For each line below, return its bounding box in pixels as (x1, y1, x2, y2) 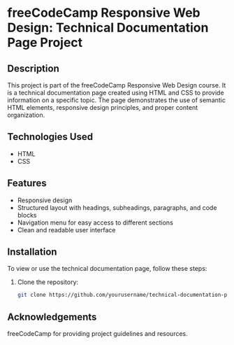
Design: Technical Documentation (7, 20, 209, 36)
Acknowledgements (7, 311, 97, 323)
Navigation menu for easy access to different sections (17, 218, 173, 227)
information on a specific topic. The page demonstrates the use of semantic (7, 96, 226, 104)
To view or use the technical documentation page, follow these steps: (7, 265, 207, 273)
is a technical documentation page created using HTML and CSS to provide (7, 89, 225, 97)
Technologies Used (7, 131, 93, 143)
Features (7, 177, 47, 190)
